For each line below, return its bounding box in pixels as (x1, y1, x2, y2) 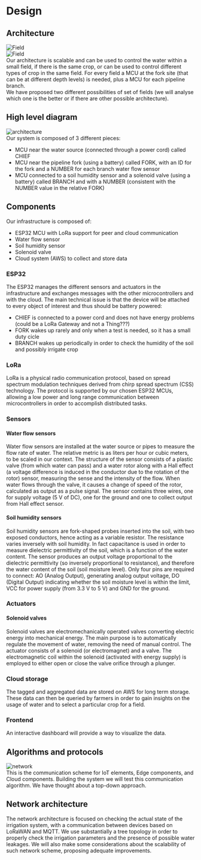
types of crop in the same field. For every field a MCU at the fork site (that (6, 70, 188, 76)
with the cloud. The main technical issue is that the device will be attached (6, 295, 190, 303)
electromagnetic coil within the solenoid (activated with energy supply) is (6, 653, 187, 660)
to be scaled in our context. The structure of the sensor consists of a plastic (6, 455, 193, 463)
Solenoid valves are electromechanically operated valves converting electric (6, 627, 194, 635)
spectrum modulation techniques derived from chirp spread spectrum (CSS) (6, 381, 194, 388)
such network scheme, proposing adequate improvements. (6, 847, 152, 854)
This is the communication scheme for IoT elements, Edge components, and (6, 769, 194, 777)
